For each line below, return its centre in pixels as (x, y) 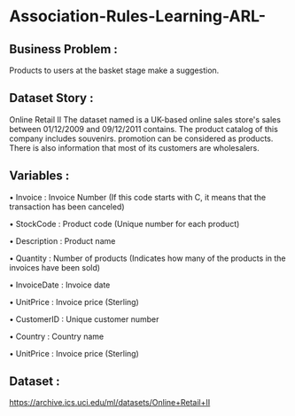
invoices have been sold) (54, 267)
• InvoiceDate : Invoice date (60, 285)
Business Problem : (63, 49)
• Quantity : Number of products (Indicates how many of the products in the (147, 258)
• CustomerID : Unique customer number (84, 319)
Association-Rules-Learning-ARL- (138, 16)
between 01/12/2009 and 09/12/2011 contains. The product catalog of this (144, 129)
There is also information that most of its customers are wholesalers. (134, 147)
